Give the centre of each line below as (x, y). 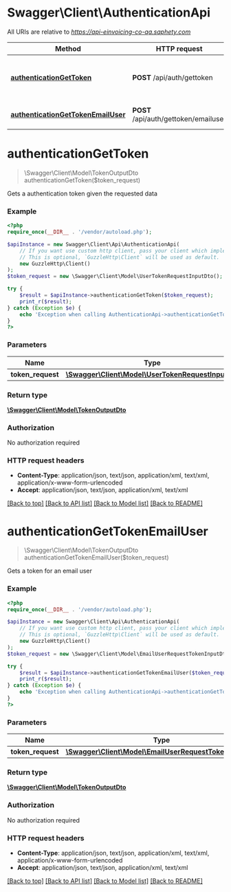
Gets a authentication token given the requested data (82, 193)
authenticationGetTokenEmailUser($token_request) (97, 557)
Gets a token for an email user (50, 571)
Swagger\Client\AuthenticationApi (109, 13)
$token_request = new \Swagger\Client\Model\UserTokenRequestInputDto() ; (115, 277)
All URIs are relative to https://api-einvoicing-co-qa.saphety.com (99, 32)
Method (68, 48)
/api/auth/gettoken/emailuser (179, 118)
